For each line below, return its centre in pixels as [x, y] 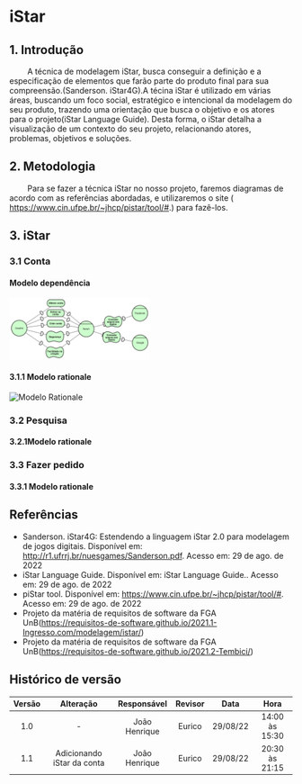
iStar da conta [79, 763]
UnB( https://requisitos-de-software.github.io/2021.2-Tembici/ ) [138, 651]
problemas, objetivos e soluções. [71, 138]
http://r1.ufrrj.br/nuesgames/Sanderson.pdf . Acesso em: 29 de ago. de [153, 555]
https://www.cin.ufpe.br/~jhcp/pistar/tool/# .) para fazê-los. [119, 207]
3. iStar [30, 236]
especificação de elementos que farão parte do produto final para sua [139, 81]
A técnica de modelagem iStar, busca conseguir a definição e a [144, 71]
